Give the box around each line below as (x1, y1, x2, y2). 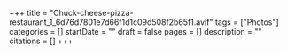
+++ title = (9, 8, 49, 18)
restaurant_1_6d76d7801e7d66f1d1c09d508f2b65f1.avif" (9, 17, 213, 27)
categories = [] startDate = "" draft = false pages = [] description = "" (9, 27, 263, 36)
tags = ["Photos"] (214, 17, 279, 27)
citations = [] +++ (9, 35, 74, 46)
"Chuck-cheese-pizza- (49, 8, 135, 18)
